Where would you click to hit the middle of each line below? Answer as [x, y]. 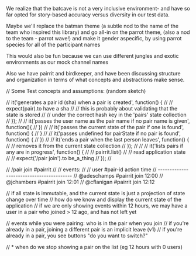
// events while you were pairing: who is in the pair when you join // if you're [97, 223]
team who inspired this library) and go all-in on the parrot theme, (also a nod [98, 32]
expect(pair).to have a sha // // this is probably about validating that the [92, 108]
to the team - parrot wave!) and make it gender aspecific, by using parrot [94, 38]
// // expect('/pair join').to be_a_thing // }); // [59, 158]
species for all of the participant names [53, 44]
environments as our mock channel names [57, 62]
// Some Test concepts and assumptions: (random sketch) [76, 91]
